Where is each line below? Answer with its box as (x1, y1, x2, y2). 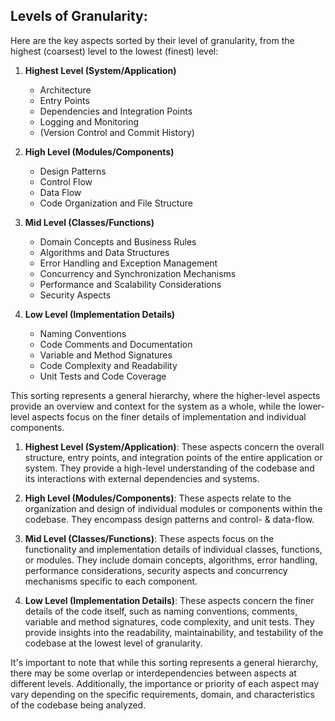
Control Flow (39, 175, 93, 188)
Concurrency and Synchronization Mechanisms (39, 267, 237, 279)
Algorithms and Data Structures (39, 246, 170, 258)
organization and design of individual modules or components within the (24, 502, 323, 514)
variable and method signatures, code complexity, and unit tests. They (24, 615, 315, 628)
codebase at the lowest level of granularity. (24, 637, 203, 649)
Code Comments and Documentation (39, 338, 193, 350)
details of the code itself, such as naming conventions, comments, (24, 605, 298, 617)
